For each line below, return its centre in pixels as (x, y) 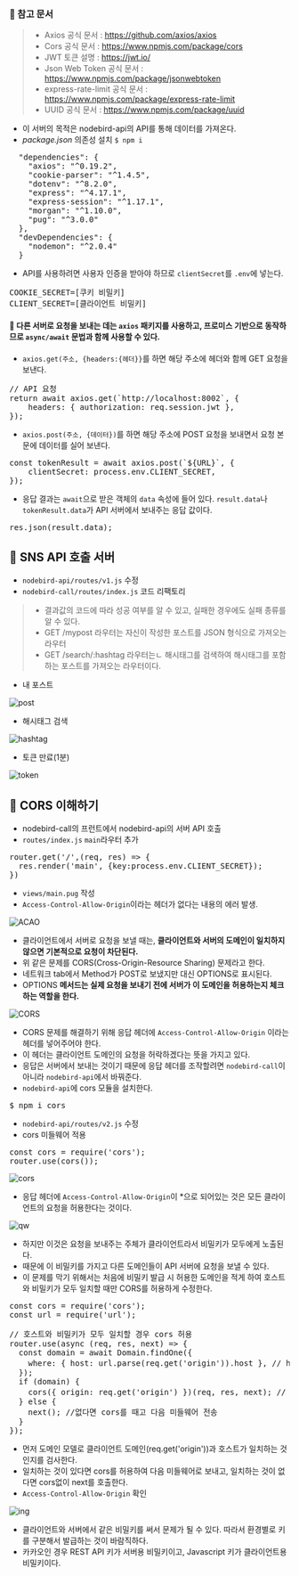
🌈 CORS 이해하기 (54, 805)
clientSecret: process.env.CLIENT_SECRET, (122, 471)
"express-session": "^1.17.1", (96, 202)
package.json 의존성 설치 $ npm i (82, 140)
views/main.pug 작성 (58, 894)
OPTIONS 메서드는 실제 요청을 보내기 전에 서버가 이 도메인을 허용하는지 (145, 985)
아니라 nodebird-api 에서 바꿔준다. (82, 1077)
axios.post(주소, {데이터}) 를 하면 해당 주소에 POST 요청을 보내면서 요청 (149, 434)
